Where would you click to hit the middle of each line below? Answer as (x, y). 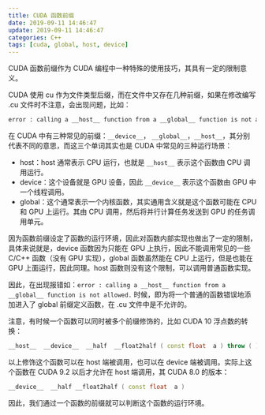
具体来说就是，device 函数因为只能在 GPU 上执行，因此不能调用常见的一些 (129, 248)
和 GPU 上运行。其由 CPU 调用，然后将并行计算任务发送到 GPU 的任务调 (137, 211)
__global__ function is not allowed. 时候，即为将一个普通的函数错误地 (126, 294)
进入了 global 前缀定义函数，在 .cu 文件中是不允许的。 (103, 304)
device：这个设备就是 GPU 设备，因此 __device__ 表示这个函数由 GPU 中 (138, 182)
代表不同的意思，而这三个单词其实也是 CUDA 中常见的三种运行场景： (120, 146)
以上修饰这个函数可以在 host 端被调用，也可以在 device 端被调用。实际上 (127, 362)
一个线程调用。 (44, 192)
